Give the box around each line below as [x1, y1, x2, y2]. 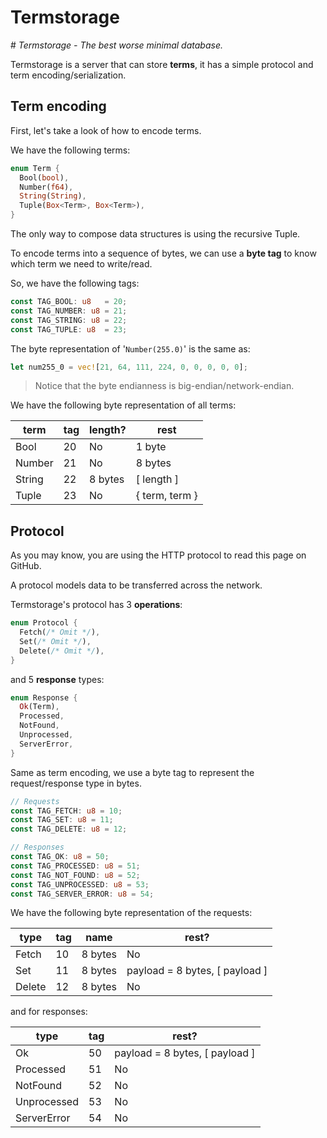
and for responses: [10, 1006, 88, 1018]
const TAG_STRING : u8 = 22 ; [10, 315, 128, 325]
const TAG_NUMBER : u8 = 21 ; [10, 306, 128, 316]
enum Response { [10, 692, 78, 703]
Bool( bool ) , [19, 172, 70, 183]
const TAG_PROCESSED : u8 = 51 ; [10, 861, 141, 871]
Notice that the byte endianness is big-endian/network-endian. [34, 380, 295, 392]
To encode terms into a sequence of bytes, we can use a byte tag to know [10, 247, 317, 259]
